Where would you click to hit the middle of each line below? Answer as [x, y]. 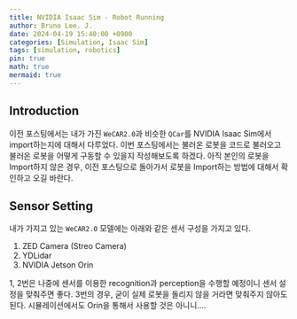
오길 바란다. [53, 177]
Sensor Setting [51, 206]
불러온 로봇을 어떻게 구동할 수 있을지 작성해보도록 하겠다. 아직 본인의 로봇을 [139, 155]
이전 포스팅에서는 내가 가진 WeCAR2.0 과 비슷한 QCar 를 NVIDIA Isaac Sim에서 [141, 133]
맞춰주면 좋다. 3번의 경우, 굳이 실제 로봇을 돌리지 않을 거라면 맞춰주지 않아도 [156, 294]
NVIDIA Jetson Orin [58, 265]
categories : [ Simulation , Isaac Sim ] [79, 42]
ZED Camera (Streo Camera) [74, 246]
